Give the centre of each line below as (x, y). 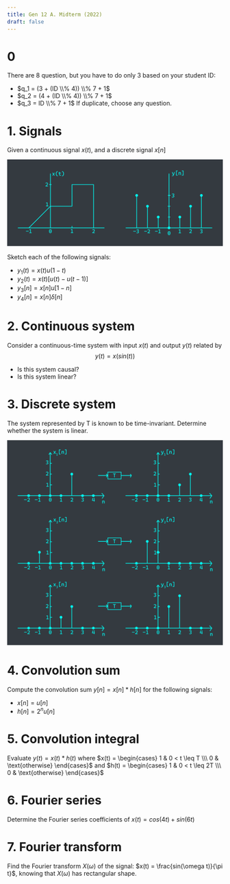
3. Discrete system (62, 404)
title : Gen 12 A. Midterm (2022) (55, 14)
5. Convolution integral (73, 739)
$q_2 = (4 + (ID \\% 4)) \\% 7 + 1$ (64, 96)
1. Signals (35, 131)
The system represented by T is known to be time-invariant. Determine (107, 423)
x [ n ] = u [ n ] (33, 703)
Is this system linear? (47, 377)
